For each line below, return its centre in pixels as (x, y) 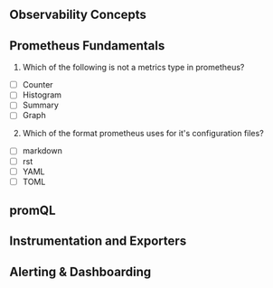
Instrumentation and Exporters (98, 242)
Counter (38, 85)
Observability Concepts (78, 15)
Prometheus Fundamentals (87, 46)
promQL (33, 211)
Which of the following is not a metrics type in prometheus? (133, 68)
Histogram (42, 95)
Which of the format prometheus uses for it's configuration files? (143, 134)
